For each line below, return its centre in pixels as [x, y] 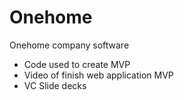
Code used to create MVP [77, 64]
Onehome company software [69, 45]
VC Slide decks [55, 85]
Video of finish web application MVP [98, 75]
